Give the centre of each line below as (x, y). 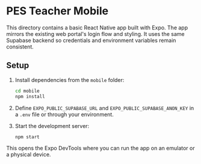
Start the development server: (52, 126)
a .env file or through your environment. (64, 114)
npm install (30, 96)
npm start (27, 137)
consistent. (20, 47)
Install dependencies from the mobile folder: (70, 80)
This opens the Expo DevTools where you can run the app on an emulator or (100, 148)
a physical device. (29, 154)
